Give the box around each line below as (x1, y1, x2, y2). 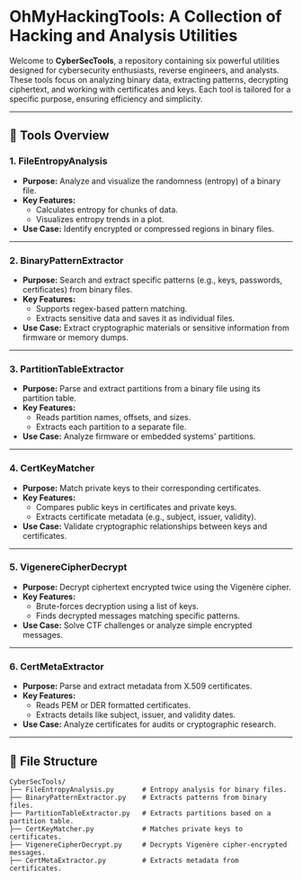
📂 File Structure (9, 753, 98, 768)
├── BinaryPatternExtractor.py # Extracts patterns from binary (9, 793, 268, 802)
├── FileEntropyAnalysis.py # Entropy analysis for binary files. (9, 785, 288, 794)
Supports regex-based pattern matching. (35, 303, 188, 314)
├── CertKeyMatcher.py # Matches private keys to (9, 824, 244, 833)
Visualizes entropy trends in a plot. (35, 213, 164, 224)
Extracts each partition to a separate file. (35, 421, 187, 433)
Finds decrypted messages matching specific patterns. (35, 610, 241, 621)
